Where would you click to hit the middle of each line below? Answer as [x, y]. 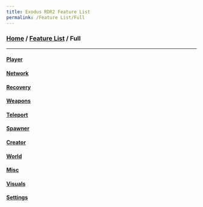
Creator [16, 142]
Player [14, 59]
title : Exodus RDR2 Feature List [48, 12]
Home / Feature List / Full [43, 39]
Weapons [19, 101]
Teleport [17, 115]
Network [18, 73]
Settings [17, 197]
